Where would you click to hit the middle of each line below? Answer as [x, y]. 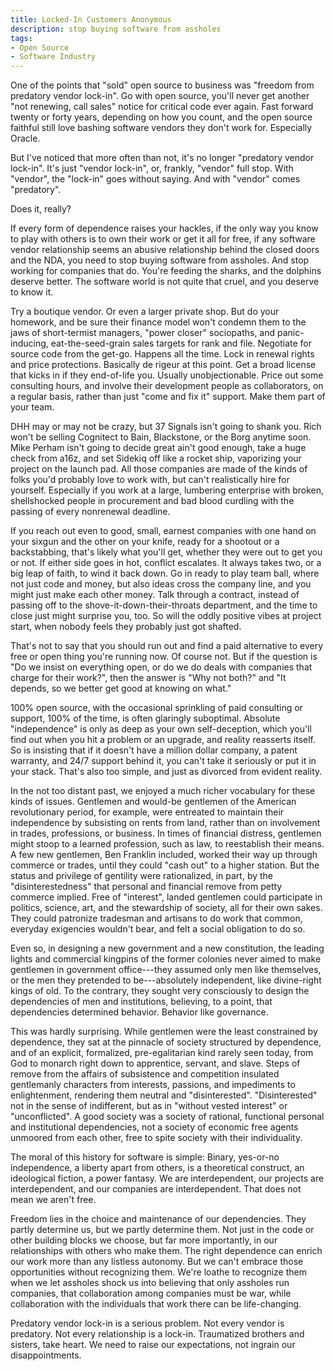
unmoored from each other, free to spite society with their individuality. [156, 1138]
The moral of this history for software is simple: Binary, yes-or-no [145, 1157]
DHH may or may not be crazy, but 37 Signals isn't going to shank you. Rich [166, 427]
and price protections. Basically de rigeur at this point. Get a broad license [163, 365]
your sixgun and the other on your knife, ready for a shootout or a [145, 542]
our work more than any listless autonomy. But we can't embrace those [157, 1262]
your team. [32, 407]
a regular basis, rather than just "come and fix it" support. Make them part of [168, 397]
